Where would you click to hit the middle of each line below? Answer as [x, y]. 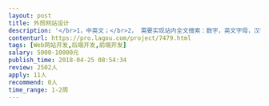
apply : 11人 [28, 75]
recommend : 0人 [33, 82]
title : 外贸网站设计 [39, 23]
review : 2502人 [33, 68]
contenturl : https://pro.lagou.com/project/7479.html [100, 38]
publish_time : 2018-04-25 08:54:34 [68, 61]
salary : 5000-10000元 [44, 53]
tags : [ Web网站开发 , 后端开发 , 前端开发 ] [67, 45]
